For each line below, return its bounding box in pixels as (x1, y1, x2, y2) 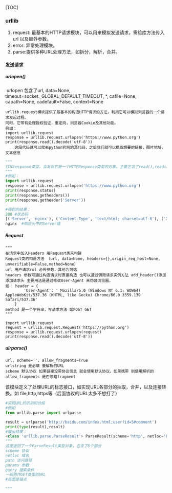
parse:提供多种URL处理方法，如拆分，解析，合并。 (12, 49, 120, 55)
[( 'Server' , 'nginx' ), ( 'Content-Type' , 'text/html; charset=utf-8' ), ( (5, 216, 164, 222)
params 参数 (5, 463, 29, 468)
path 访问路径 (5, 457, 32, 463)
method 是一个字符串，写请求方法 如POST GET (5, 307, 92, 312)
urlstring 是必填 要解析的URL (5, 363, 64, 368)
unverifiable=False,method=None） (5, 262, 78, 267)
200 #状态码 (5, 212, 29, 217)
